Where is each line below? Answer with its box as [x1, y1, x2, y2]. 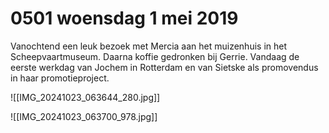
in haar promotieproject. [10, 72, 110, 84]
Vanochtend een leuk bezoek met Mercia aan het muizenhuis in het [10, 40, 288, 52]
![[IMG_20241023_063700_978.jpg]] [10, 110, 158, 122]
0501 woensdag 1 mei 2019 [10, 7, 239, 30]
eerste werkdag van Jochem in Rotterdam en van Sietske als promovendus [10, 61, 319, 73]
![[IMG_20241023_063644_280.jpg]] [10, 91, 161, 103]
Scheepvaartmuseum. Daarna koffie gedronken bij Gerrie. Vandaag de [10, 50, 300, 62]
